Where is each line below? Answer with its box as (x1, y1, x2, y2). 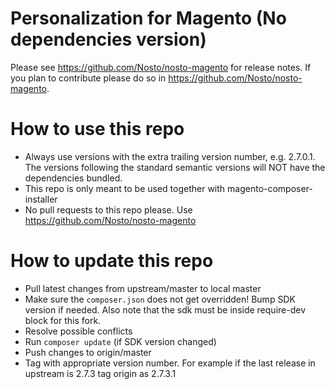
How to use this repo (10, 118, 185, 141)
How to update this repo (10, 250, 214, 272)
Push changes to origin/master (24, 346, 152, 358)
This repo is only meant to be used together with (24, 182, 226, 194)
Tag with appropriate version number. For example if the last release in (24, 357, 316, 369)
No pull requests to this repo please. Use (24, 203, 193, 216)
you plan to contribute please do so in (10, 72, 167, 84)
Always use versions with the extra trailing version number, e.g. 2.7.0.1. (24, 150, 316, 162)
